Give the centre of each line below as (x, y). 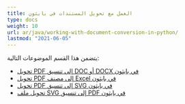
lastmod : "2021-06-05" (39, 39)
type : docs (23, 20)
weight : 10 (23, 26)
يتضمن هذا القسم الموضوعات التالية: (53, 58)
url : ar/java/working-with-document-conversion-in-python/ (93, 32)
